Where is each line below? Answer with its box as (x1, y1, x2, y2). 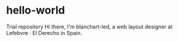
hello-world (6, 4, 66, 17)
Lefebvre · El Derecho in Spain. (6, 29, 82, 36)
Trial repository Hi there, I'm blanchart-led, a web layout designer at (6, 23, 173, 30)
